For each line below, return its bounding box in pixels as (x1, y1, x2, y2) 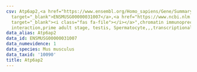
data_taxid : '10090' (6, 52, 57, 57)
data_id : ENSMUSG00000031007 (6, 35, 77, 41)
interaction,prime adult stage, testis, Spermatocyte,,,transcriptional (11, 24, 193, 31)
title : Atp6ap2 (6, 57, 43, 63)
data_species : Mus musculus (6, 46, 75, 52)
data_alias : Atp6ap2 (6, 30, 57, 36)
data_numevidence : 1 (6, 41, 57, 47)
